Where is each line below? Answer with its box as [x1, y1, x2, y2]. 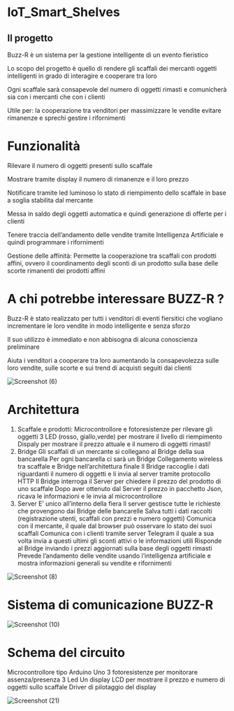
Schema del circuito [7, 644, 126, 661]
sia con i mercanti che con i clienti [7, 92, 105, 101]
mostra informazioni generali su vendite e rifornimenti [17, 558, 173, 567]
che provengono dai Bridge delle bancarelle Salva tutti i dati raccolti [17, 506, 213, 515]
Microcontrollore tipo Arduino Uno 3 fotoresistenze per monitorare [7, 668, 198, 676]
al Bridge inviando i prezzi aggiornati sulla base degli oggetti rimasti [17, 544, 212, 552]
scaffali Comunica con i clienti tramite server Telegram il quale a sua [17, 529, 214, 537]
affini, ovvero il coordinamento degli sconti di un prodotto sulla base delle [7, 258, 219, 267]
